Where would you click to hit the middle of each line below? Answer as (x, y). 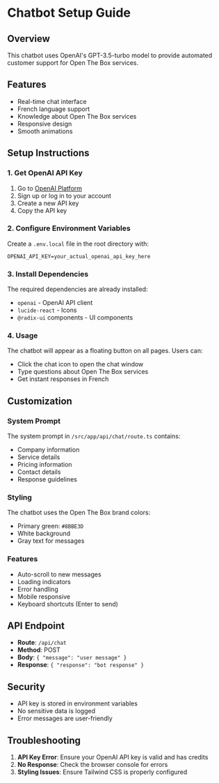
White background (44, 534)
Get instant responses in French (63, 379)
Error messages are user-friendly (65, 718)
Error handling (38, 589)
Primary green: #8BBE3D (50, 526)
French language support (54, 109)
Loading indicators (44, 581)
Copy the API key (42, 210)
